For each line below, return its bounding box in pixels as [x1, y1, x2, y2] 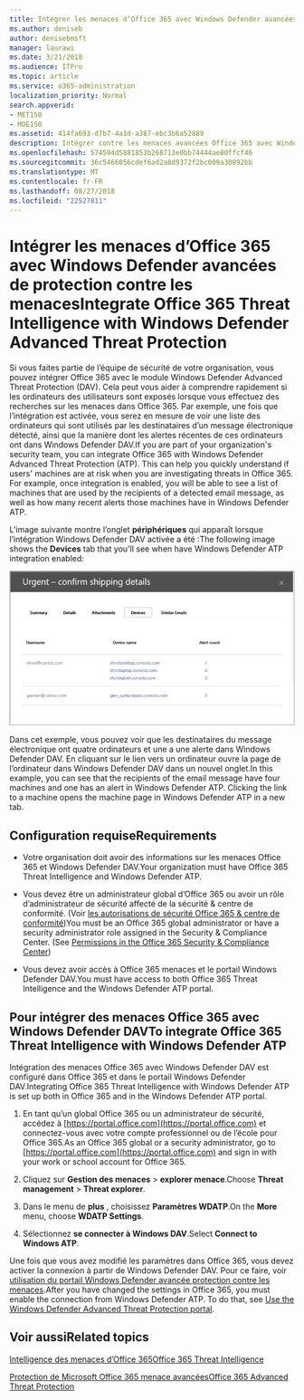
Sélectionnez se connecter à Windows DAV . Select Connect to [22, 1228, 258, 1239]
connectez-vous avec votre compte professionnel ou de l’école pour [22, 1127, 278, 1138]
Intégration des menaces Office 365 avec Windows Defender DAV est [9, 1061, 270, 1072]
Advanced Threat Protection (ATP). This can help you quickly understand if [9, 458, 290, 470]
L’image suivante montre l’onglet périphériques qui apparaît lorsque [9, 524, 264, 535]
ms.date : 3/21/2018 [9, 53, 83, 62]
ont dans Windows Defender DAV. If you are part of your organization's [9, 439, 272, 450]
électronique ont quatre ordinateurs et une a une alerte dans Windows [9, 743, 271, 755]
